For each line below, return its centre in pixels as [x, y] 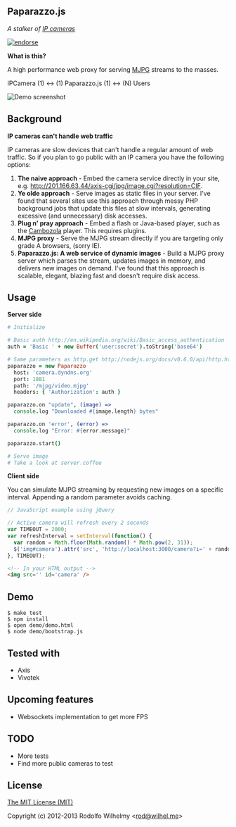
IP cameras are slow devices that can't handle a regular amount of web [110, 149]
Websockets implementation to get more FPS [83, 716]
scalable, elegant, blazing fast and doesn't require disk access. [109, 275]
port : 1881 [29, 379]
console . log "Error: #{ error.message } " [72, 430]
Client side [24, 476]
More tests [33, 756]
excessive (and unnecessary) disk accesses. [82, 216]
